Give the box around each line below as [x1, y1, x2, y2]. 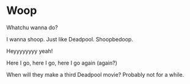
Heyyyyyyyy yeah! [6, 47, 53, 55]
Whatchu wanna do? [6, 24, 58, 31]
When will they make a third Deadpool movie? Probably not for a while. [6, 71, 185, 78]
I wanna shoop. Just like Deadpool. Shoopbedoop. [6, 35, 133, 43]
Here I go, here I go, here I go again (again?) [6, 59, 118, 66]
